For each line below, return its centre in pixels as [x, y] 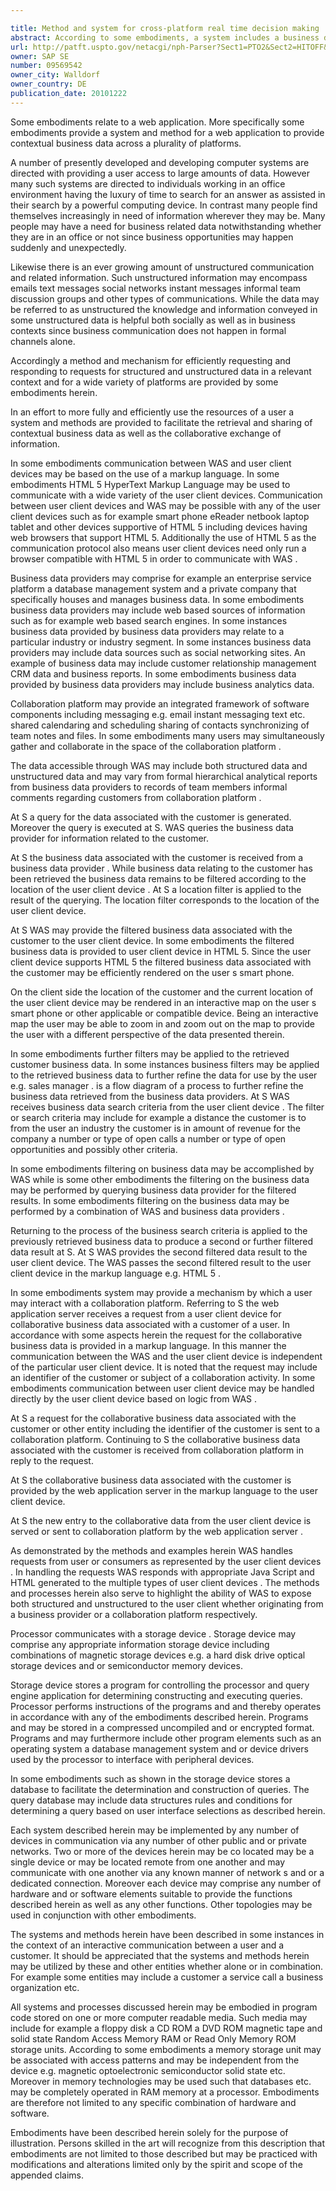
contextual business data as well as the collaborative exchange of [146, 433]
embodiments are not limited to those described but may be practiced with [164, 2153]
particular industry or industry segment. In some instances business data [161, 642]
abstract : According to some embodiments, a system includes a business [165, 37]
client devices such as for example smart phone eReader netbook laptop [160, 516]
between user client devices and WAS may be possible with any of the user [166, 505]
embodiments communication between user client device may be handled [162, 1388]
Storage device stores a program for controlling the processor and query [160, 1685]
